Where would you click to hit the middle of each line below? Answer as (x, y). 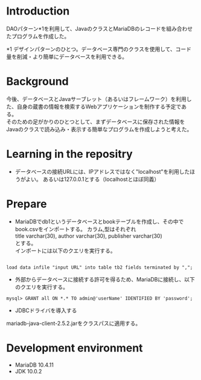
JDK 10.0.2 (28, 371)
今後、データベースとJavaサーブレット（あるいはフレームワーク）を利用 (97, 99)
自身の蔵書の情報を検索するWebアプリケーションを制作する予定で (99, 106)
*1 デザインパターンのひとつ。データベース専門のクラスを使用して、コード (99, 49)
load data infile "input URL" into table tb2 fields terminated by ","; (100, 267)
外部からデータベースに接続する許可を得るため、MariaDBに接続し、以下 (105, 279)
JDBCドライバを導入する (46, 310)
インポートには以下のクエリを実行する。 (65, 251)
